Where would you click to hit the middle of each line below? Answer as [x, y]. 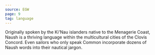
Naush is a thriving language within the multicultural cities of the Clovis [76, 37]
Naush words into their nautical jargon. [44, 48]
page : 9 [13, 14]
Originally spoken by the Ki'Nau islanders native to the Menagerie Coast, [78, 32]
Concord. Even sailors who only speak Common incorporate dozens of [76, 42]
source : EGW [17, 9]
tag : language [19, 18]
